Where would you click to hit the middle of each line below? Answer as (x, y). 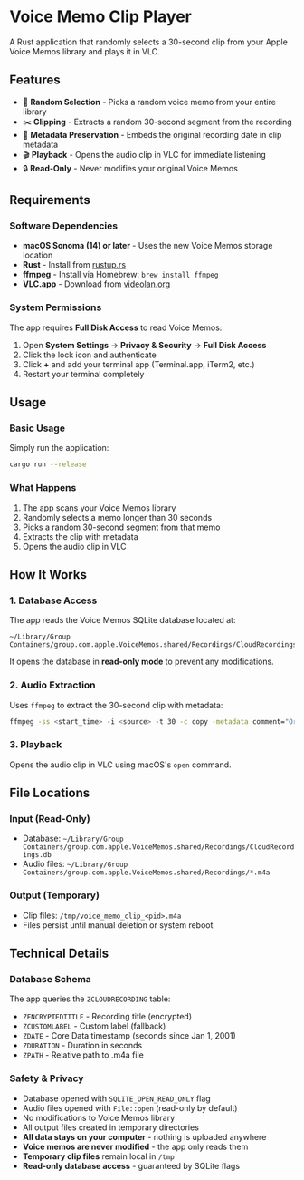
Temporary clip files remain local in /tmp (98, 1156)
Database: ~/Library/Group (73, 839)
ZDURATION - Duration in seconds (82, 1046)
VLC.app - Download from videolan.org (96, 284)
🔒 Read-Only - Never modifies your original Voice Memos (130, 168)
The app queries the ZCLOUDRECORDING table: (90, 999)
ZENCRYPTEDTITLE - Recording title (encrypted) (107, 1017)
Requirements (50, 200)
